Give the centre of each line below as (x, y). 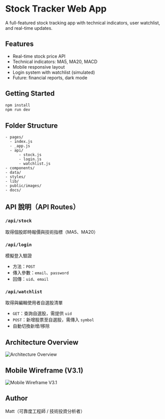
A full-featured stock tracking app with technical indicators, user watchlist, (83, 23)
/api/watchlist (24, 292)
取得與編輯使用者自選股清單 (34, 303)
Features (19, 44)
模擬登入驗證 (18, 256)
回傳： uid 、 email (31, 279)
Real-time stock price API (39, 56)
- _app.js (20, 146)
